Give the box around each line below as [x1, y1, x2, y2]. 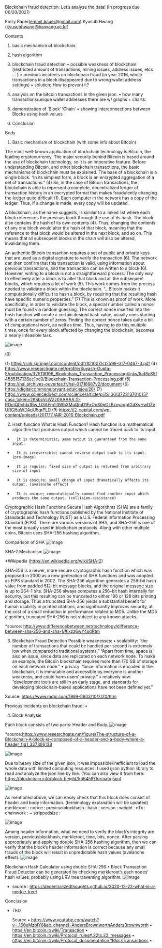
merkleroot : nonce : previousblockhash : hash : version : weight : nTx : [5, 805, 146, 810]
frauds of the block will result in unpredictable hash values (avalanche [5, 850, 145, 855]
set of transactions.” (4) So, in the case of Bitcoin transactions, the [5, 179, 138, 185]
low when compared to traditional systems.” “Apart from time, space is [12, 648, 153, 654]
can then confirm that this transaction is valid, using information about [5, 260, 145, 266]
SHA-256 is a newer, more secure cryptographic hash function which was [5, 567, 152, 573]
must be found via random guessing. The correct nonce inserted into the [5, 306, 150, 312]
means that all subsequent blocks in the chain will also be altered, [5, 235, 136, 241]
